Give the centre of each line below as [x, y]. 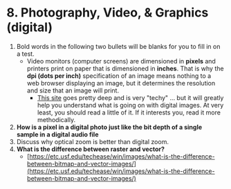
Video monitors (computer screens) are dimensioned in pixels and [121, 61]
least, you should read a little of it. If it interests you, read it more [129, 112]
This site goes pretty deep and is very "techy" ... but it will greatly [130, 97]
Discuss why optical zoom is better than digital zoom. [92, 141]
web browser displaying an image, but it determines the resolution [121, 83]
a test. [26, 54]
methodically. [56, 119]
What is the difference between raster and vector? [91, 149]
